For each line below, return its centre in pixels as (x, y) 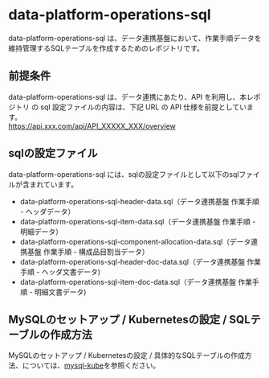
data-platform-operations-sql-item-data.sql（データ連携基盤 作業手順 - (138, 221)
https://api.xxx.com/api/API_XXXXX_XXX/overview (92, 125)
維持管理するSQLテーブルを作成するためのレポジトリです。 (106, 48)
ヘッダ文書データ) (71, 272)
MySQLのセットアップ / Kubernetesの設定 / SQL (129, 319)
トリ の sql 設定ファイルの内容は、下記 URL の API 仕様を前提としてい (131, 107)
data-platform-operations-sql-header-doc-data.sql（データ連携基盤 (132, 261)
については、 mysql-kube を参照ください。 (91, 366)
